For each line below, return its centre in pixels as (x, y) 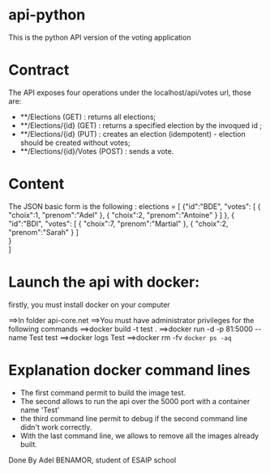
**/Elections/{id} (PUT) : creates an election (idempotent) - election (133, 134)
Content (36, 184)
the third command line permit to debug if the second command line (134, 418)
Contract (39, 70)
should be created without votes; (75, 143)
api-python (47, 15)
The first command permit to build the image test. (103, 392)
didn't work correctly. (56, 427)
